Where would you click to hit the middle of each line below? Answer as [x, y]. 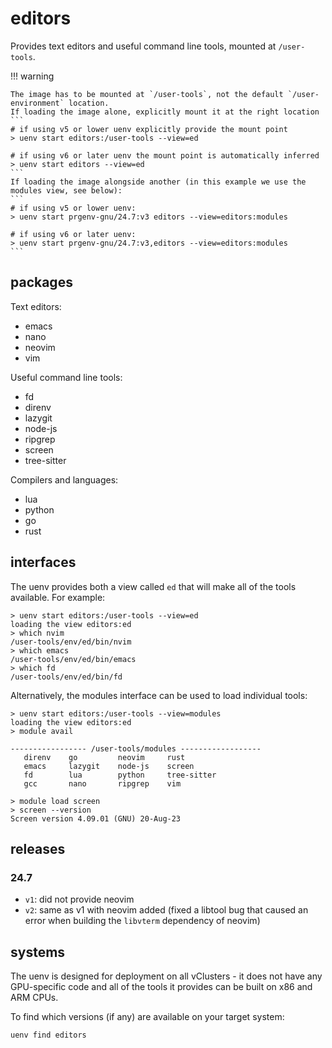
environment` [37, 103]
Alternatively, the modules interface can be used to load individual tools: [159, 695]
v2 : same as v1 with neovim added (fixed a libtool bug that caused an [166, 910]
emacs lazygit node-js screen [109, 766]
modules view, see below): [66, 190]
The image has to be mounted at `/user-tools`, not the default [147, 94]
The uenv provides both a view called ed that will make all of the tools [153, 586]
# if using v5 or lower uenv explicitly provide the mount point [149, 129]
